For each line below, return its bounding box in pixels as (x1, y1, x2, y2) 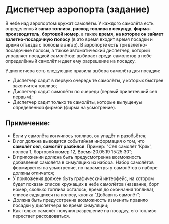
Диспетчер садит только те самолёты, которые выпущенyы (12, 99, 142, 105)
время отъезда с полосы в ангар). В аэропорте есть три (5, 41, 127, 48)
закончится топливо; (12, 82, 58, 89)
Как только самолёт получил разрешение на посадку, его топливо (12, 207, 157, 213)
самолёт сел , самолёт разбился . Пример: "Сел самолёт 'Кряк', (12, 143, 152, 149)
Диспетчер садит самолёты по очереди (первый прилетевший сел (12, 88, 157, 94)
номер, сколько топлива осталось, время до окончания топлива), (12, 186, 155, 192)
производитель (5, 31, 40, 37)
